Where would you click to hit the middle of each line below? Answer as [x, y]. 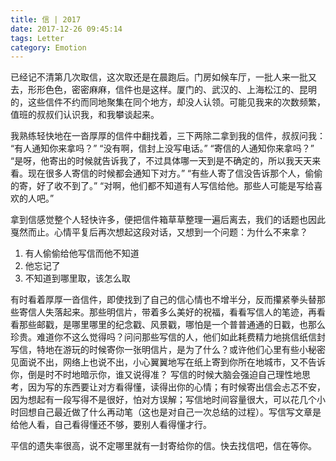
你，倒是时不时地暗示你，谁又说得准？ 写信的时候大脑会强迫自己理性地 [156, 375]
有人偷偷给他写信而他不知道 [82, 253]
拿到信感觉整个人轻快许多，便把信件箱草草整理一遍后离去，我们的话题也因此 [168, 220]
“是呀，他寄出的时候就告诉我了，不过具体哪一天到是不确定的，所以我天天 [161, 161]
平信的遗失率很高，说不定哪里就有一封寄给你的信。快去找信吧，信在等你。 [163, 446]
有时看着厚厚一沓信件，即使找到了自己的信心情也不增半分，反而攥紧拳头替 [163, 300]
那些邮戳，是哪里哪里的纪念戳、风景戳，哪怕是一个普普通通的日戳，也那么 [172, 325]
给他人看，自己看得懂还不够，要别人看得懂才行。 [111, 425]
